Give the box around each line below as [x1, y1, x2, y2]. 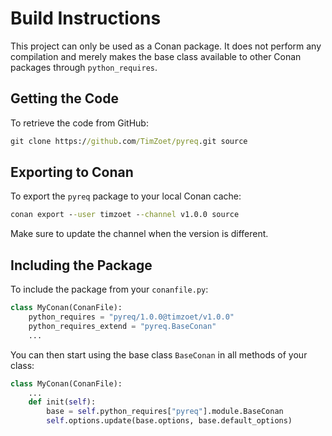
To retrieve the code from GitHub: [10, 117, 149, 129]
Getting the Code [10, 90, 119, 107]
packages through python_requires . [10, 61, 158, 73]
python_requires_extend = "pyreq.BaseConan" [28, 321, 217, 331]
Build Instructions [10, 7, 162, 30]
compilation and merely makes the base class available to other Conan [10, 50, 302, 62]
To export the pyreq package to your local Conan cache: [10, 190, 242, 202]
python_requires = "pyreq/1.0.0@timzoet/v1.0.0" [28, 312, 235, 322]
